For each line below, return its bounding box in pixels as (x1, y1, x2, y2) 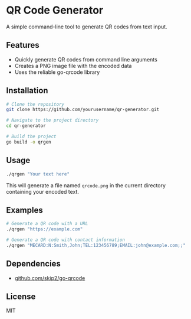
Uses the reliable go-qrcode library (14, 69, 100, 76)
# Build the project (6, 134, 57, 139)
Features (6, 40, 39, 50)
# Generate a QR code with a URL (6, 221, 88, 227)
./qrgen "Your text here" (6, 171, 70, 177)
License (6, 292, 36, 302)
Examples (6, 205, 43, 215)
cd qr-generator (6, 123, 46, 129)
